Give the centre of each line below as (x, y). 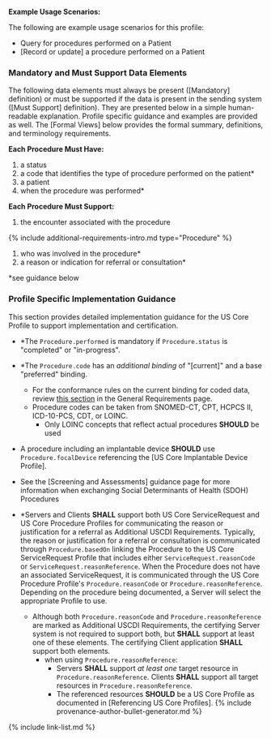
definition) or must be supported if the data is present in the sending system (135, 99)
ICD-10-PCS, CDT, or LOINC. (80, 415)
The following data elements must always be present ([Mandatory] (119, 90)
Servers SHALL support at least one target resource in (147, 668)
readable (23, 116)
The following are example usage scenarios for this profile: (106, 27)
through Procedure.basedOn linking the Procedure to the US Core (127, 549)
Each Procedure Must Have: (56, 149)
